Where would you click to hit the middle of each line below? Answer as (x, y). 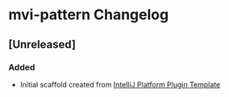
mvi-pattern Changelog (89, 15)
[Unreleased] (42, 44)
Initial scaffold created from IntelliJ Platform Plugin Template (120, 84)
